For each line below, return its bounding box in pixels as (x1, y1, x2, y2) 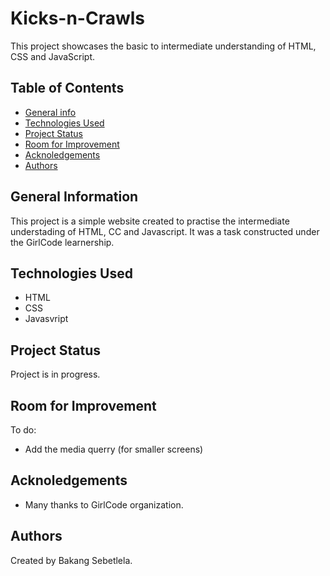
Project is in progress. (10, 368, 101, 381)
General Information (10, 188, 139, 206)
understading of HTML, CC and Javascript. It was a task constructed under (10, 225, 320, 237)
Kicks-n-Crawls (10, 7, 146, 30)
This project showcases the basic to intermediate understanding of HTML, (10, 40, 317, 52)
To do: (10, 424, 37, 436)
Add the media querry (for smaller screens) (24, 443, 204, 455)
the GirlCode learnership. (10, 236, 115, 248)
